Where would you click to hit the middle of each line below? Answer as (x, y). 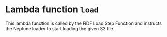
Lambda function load (52, 9)
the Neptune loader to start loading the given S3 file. (60, 28)
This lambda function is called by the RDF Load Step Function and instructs (83, 23)
